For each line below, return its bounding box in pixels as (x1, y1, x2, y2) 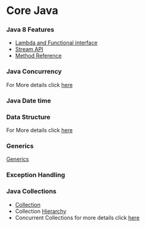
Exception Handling (6, 171, 65, 180)
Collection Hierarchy (15, 208, 67, 215)
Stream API (15, 46, 44, 53)
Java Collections (6, 187, 56, 195)
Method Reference (15, 52, 62, 60)
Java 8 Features (6, 26, 55, 34)
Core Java (6, 4, 59, 18)
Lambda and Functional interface (15, 39, 98, 46)
